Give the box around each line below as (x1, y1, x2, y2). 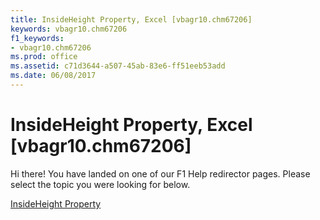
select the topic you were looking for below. (10, 178, 191, 190)
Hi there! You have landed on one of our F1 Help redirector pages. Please (10, 167, 311, 180)
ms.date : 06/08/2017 (10, 71, 97, 81)
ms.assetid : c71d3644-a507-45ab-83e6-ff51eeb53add (10, 61, 226, 71)
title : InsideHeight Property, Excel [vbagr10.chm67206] (10, 14, 253, 25)
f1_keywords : (10, 33, 65, 43)
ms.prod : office (10, 52, 78, 62)
